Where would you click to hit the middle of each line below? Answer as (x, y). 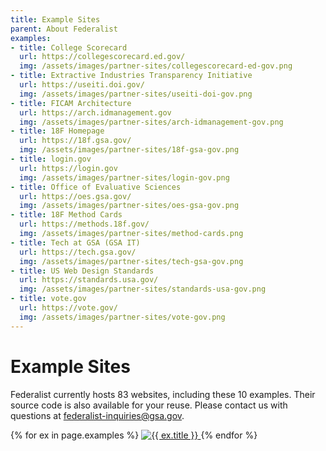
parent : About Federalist (64, 29)
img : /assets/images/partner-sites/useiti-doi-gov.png (136, 94)
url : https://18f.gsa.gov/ (75, 141)
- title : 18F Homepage (57, 131)
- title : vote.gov (48, 299)
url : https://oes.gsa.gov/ (75, 196)
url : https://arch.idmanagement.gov (95, 112)
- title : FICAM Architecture (71, 103)
